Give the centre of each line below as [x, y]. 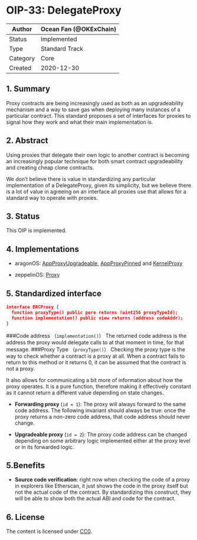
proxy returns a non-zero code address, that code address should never [102, 416]
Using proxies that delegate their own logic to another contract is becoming [98, 155]
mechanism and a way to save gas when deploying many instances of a [93, 109]
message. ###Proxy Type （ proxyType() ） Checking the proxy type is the [96, 349]
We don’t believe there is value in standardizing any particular [81, 179]
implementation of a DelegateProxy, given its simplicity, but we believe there [99, 185]
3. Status [23, 216]
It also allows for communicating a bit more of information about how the [94, 380]
